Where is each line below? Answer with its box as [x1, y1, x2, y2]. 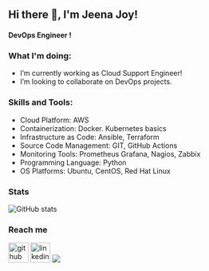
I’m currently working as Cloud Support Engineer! [19, 69, 183, 78]
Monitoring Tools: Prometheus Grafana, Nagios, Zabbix [19, 149, 201, 158]
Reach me [8, 224, 48, 235]
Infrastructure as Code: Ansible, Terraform [19, 132, 160, 141]
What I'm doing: [8, 50, 72, 61]
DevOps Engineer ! [8, 30, 72, 40]
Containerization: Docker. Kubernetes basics [19, 123, 167, 133]
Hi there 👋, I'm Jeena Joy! [8, 8, 138, 22]
